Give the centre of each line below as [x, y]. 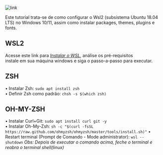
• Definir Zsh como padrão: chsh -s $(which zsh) [56, 93]
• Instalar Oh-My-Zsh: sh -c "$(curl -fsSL [49, 126]
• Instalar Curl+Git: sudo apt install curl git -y [56, 121]
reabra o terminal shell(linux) [35, 148]
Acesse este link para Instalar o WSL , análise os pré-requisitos [69, 55]
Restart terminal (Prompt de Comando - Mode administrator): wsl [71, 137]
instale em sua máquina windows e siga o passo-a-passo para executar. [79, 61]
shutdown [14, 143]
